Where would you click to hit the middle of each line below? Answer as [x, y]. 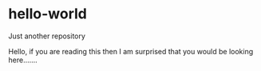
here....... [23, 60]
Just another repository [47, 36]
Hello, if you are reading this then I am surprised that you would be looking [131, 51]
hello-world [48, 14]
